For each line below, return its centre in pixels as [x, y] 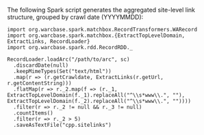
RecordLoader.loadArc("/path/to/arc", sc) [68, 59]
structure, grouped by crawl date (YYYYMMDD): [75, 17]
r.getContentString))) [39, 83]
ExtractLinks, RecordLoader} [49, 42]
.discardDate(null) [41, 65]
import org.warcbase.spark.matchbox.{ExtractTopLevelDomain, [96, 35]
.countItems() [33, 113]
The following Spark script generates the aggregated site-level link [101, 10]
